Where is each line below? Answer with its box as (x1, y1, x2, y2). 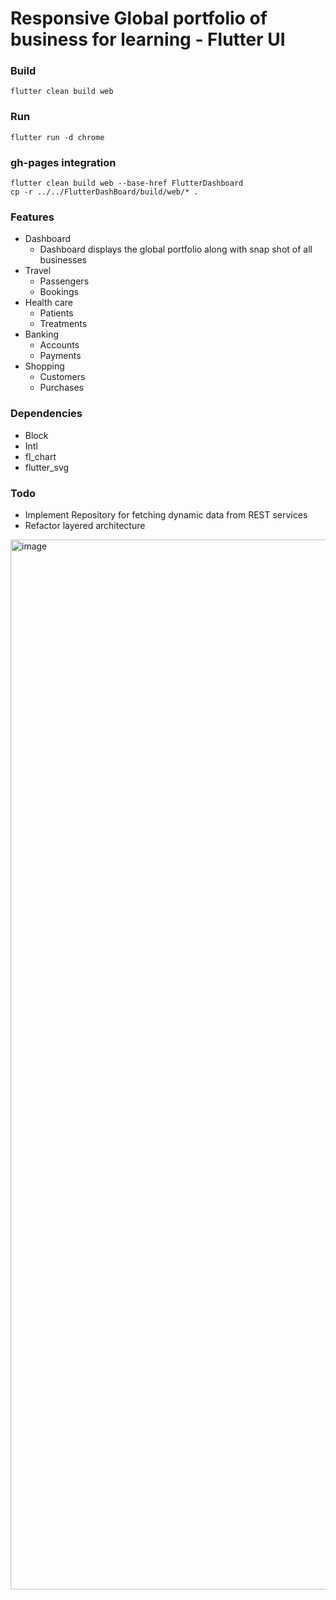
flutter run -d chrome (10, 132, 105, 142)
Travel (24, 265, 52, 277)
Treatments (39, 318, 88, 330)
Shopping (24, 360, 65, 372)
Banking (24, 328, 60, 341)
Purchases (39, 382, 84, 394)
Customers (39, 371, 86, 383)
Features (10, 210, 55, 224)
